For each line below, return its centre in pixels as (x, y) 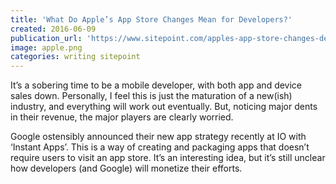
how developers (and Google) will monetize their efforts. (126, 168)
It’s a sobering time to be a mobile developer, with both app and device (156, 85)
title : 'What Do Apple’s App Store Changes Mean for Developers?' (151, 19)
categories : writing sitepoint (75, 57)
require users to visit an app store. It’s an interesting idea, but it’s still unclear (168, 158)
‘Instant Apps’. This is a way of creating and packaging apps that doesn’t (160, 147)
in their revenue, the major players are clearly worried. (122, 117)
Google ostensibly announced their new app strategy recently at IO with (158, 137)
